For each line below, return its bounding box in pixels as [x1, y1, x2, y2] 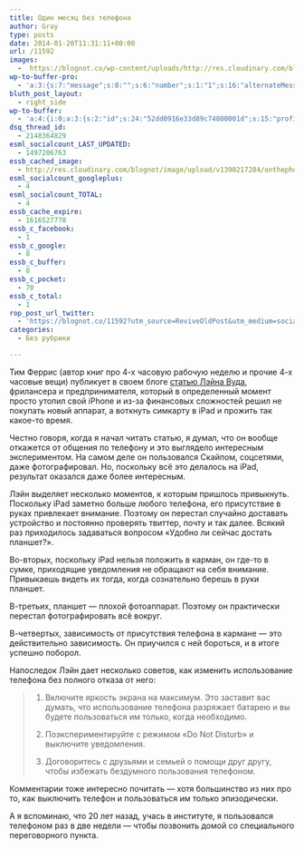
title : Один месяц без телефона [9, 13, 131, 23]
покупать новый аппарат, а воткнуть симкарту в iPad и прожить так [9, 405, 273, 415]
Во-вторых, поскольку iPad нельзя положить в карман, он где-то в [9, 554, 269, 565]
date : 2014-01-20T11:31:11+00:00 [9, 38, 136, 48]
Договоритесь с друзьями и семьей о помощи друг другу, [44, 756, 272, 766]
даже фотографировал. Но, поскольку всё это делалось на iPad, [9, 461, 260, 472]
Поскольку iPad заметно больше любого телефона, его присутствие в [9, 498, 281, 509]
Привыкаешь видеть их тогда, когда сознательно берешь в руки [9, 573, 260, 584]
